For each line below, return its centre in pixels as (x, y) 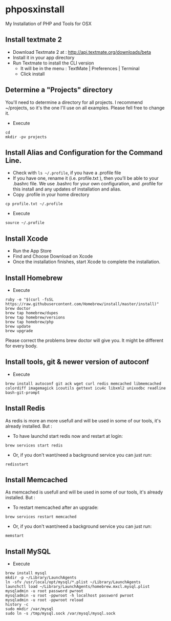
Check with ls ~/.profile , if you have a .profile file (67, 173)
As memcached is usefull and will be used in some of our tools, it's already (84, 492)
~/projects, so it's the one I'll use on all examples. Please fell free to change (85, 108)
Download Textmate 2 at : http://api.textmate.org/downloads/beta (82, 52)
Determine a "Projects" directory (59, 90)
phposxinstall (35, 9)
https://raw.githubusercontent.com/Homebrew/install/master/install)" (82, 304)
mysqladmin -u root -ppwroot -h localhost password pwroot (70, 596)
